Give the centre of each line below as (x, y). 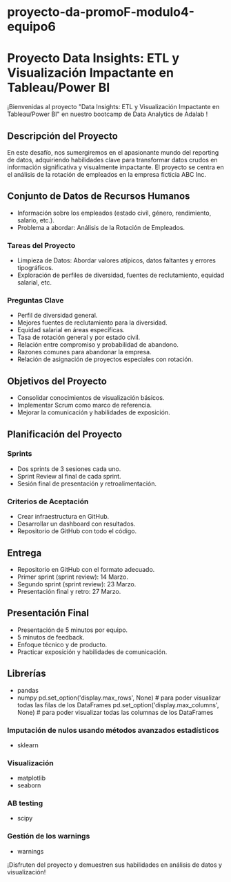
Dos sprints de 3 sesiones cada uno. (69, 469)
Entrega (24, 553)
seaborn (29, 785)
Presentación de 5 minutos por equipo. (72, 630)
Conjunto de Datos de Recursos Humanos (99, 196)
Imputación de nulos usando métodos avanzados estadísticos (113, 730)
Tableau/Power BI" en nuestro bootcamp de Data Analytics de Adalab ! (108, 114)
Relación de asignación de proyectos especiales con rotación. (105, 359)
